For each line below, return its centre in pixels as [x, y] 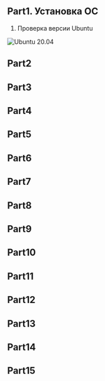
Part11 [21, 276]
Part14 [22, 347]
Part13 [22, 324]
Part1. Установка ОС [53, 11]
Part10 [22, 253]
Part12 [22, 300]
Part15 [22, 371]
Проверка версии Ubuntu [55, 28]
